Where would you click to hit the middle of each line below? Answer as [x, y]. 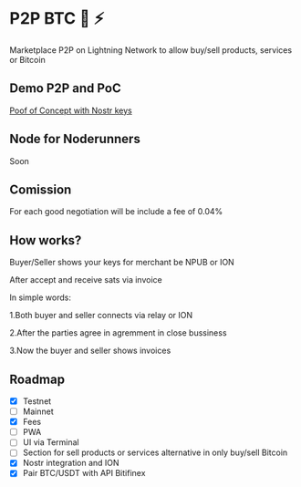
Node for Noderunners [75, 139]
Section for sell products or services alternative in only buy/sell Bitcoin [155, 452]
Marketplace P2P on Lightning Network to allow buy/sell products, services [151, 50]
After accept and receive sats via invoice [86, 280]
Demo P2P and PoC [65, 88]
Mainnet [38, 411]
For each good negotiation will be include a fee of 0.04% [116, 212]
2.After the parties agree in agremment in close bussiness [118, 333]
